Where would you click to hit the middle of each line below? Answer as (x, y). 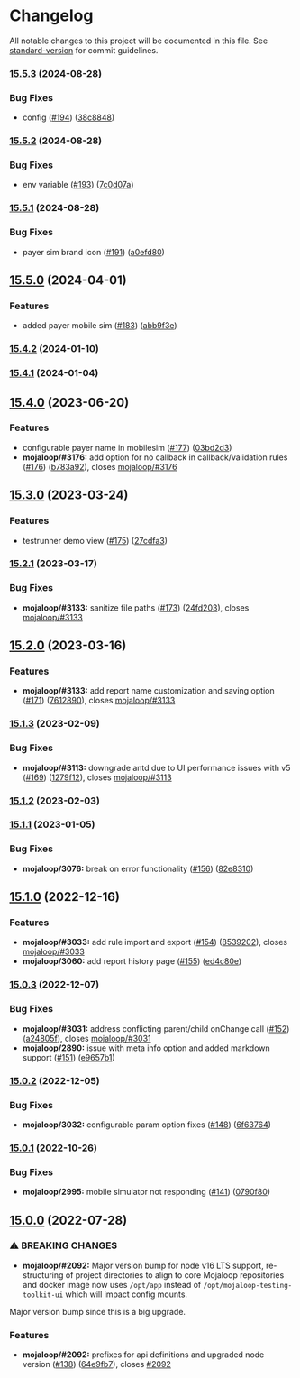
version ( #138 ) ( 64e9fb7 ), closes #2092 (96, 1364)
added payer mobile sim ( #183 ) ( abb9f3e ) (100, 326)
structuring (43, 1275)
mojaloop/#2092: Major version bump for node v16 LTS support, (143, 1265)
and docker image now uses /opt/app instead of (112, 1284)
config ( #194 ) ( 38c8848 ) (68, 117)
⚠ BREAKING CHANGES (64, 1245)
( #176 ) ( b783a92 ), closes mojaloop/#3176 (100, 466)
